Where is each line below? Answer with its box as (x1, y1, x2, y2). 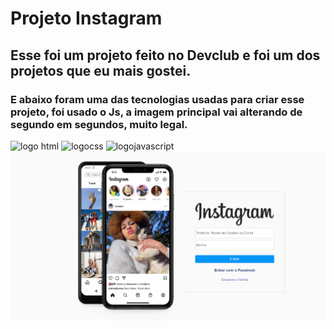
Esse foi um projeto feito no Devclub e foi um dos (10, 47, 321, 64)
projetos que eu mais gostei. (10, 62, 192, 79)
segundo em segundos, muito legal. (10, 117, 188, 131)
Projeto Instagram (10, 7, 163, 30)
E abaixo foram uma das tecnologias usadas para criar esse (10, 92, 305, 106)
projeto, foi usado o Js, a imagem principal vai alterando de (10, 105, 303, 119)
